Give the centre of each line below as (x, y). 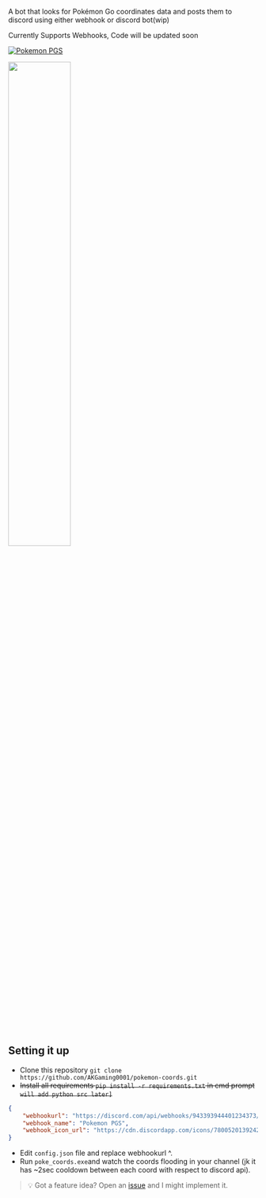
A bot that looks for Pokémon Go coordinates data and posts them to (120, 12)
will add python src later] (66, 1094)
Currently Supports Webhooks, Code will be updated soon (103, 35)
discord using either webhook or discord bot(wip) (89, 20)
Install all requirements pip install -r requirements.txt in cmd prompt (137, 1085)
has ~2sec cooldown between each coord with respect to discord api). (135, 1170)
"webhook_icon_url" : (56, 1130)
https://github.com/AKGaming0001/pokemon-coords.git (108, 1077)
